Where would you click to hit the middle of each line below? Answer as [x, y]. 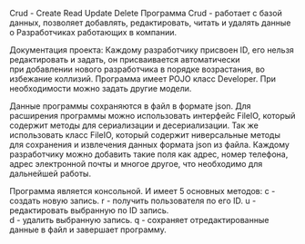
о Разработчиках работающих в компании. [93, 32]
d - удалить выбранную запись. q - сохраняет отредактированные [139, 220]
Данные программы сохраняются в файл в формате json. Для [131, 106]
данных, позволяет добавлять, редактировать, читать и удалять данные [150, 23]
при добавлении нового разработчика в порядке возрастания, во [137, 69]
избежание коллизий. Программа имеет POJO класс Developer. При [142, 79]
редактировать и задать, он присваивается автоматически [125, 59]
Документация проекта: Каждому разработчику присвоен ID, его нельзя [152, 50]
